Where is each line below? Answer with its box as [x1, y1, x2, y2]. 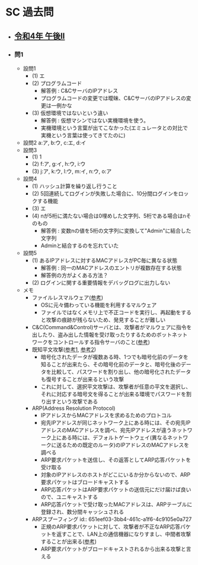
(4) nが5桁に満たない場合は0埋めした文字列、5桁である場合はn [31, 212, 186, 219]
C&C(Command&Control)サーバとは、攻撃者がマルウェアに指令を [31, 323, 192, 330]
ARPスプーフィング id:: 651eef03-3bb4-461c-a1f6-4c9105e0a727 [31, 515, 192, 523]
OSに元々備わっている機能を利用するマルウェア [40, 301, 157, 308]
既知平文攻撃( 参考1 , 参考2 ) [31, 346, 96, 353]
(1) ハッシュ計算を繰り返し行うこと [31, 182, 118, 190]
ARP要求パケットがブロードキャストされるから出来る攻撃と [40, 545, 186, 553]
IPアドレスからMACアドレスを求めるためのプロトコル [40, 411, 172, 419]
